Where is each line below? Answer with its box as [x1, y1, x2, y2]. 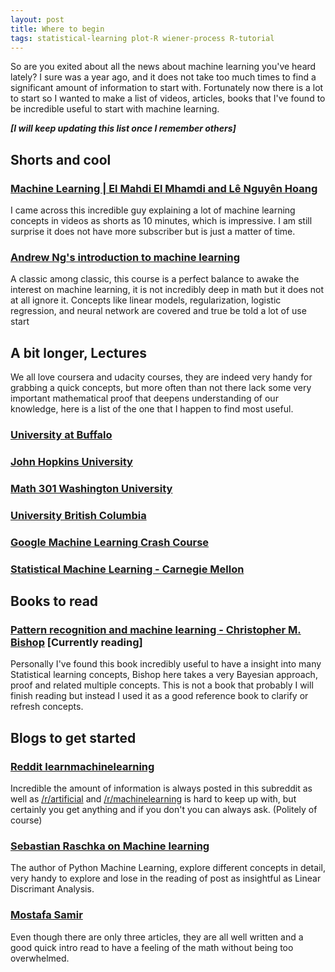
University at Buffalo [10, 428, 113, 442]
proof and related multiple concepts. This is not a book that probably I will [10, 679, 314, 691]
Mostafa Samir [10, 908, 83, 922]
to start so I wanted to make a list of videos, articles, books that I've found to [10, 92, 326, 105]
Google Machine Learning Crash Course [10, 535, 210, 549]
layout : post [10, 14, 65, 25]
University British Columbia [10, 508, 147, 522]
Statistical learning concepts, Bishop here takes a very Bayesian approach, [10, 669, 318, 681]
